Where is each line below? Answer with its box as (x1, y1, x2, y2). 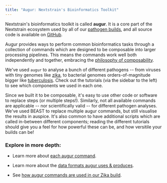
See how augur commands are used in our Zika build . (12, 172, 122, 178)
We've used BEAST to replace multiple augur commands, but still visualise (5, 108, 158, 114)
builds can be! (5, 129, 34, 135)
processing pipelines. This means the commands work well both (5, 52, 137, 58)
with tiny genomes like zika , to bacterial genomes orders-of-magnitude (5, 72, 151, 78)
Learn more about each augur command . (12, 153, 97, 159)
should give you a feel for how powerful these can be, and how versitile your (5, 124, 162, 130)
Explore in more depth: (5, 141, 61, 148)
